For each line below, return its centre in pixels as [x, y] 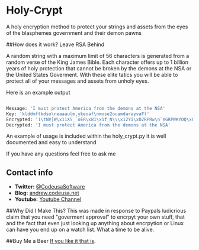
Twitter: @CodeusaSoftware [50, 187]
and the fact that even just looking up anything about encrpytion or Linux [95, 223]
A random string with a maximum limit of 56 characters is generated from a [98, 56]
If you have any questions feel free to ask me [61, 154]
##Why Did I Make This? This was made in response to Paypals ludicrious [96, 211]
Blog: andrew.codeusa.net [47, 193]
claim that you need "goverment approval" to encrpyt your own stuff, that [95, 217]
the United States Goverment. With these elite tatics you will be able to [92, 74]
